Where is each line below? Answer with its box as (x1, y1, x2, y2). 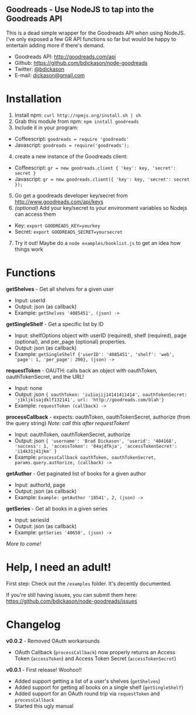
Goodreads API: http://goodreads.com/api (14, 53, 116, 60)
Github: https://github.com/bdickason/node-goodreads (14, 59, 148, 66)
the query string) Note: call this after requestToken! (6, 419, 130, 426)
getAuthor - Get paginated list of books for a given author (6, 470, 146, 477)
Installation (6, 92, 62, 105)
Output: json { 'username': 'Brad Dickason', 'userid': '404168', (14, 437, 177, 444)
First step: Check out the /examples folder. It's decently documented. (6, 580, 172, 587)
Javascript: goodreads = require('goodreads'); (14, 141, 130, 148)
